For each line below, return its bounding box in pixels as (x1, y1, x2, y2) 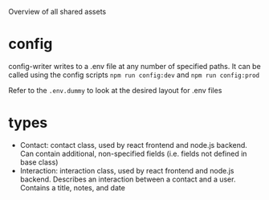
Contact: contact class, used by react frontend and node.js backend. (19, 140, 247, 149)
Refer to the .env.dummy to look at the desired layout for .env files (8, 85, 222, 95)
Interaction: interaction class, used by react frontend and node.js (19, 165, 234, 175)
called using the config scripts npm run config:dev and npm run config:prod (8, 70, 260, 80)
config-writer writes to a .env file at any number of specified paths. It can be (8, 61, 261, 71)
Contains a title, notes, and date (19, 182, 126, 192)
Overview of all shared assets (8, 7, 107, 16)
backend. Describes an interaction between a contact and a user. (19, 174, 236, 184)
